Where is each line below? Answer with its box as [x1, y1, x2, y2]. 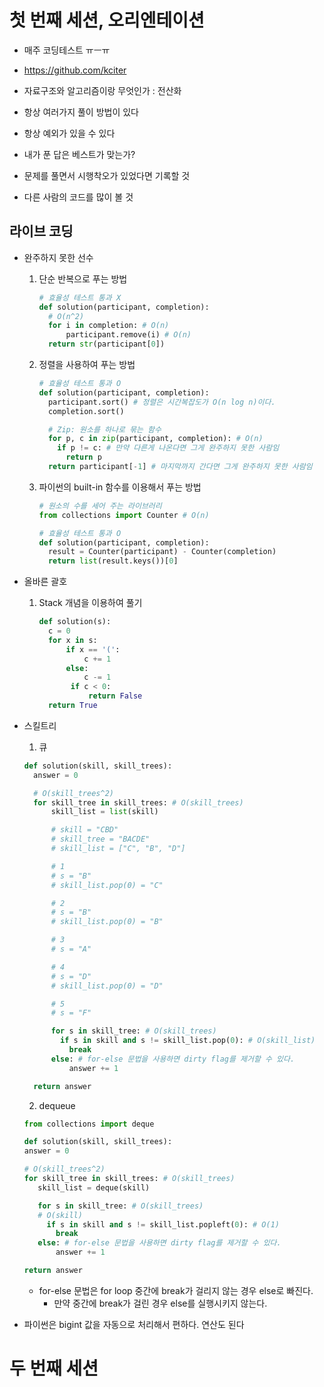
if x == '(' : [65, 644, 121, 655]
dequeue [38, 1099, 76, 1111]
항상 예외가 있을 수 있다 [23, 127, 116, 139]
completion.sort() [47, 406, 125, 416]
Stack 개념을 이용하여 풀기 [38, 597, 143, 609]
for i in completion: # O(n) [47, 321, 170, 331]
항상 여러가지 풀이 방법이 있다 [23, 106, 139, 118]
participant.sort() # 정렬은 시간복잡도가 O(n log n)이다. [47, 397, 276, 407]
